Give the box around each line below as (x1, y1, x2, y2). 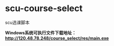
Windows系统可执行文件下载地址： (5, 30, 76, 35)
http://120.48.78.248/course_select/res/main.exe (5, 35, 109, 41)
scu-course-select (5, 3, 83, 14)
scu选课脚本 (5, 19, 30, 25)
